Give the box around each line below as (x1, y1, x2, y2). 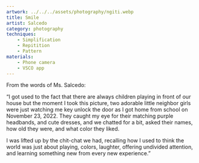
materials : (6, 54, 34, 60)
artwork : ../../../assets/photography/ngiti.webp (6, 8, 134, 15)
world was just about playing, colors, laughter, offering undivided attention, (6, 143, 194, 151)
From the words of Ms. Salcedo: (6, 81, 86, 89)
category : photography (6, 25, 64, 32)
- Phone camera (17, 59, 56, 65)
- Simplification (17, 37, 61, 43)
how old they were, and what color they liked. (6, 125, 120, 133)
